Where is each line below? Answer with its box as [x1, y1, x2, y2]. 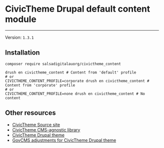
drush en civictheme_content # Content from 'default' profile [5, 70, 137, 75]
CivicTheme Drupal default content [5, 3, 150, 15]
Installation [5, 49, 40, 57]
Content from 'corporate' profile [5, 83, 76, 88]
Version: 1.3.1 [5, 34, 34, 40]
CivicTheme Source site [12, 122, 60, 128]
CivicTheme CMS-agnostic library [12, 127, 81, 132]
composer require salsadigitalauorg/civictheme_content [5, 61, 121, 66]
